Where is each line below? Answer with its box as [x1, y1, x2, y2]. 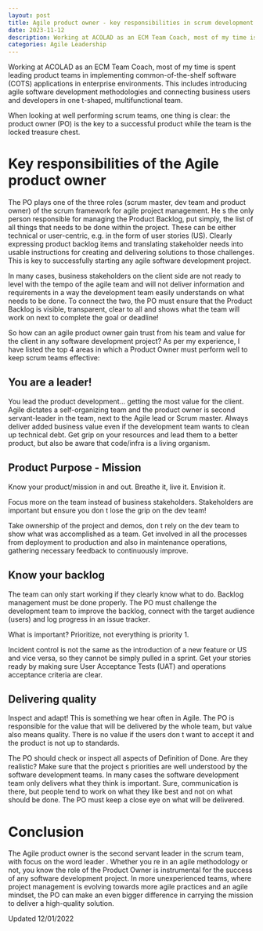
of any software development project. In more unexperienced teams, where [8, 874, 252, 883]
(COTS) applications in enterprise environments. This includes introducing [8, 79, 247, 89]
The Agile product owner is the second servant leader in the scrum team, [8, 849, 244, 858]
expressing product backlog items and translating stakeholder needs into [8, 239, 244, 249]
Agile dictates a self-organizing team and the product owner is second [8, 405, 236, 414]
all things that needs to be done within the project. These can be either [8, 223, 236, 232]
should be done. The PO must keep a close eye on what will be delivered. [8, 795, 245, 805]
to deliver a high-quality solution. [8, 899, 115, 908]
